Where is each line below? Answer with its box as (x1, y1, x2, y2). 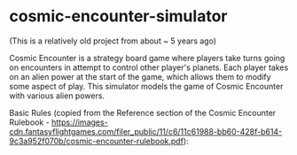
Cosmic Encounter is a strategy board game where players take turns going (9, 52, 285, 63)
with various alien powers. (9, 90, 105, 101)
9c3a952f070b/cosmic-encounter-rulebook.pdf (9, 136, 184, 146)
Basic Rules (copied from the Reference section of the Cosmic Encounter (9, 107, 277, 118)
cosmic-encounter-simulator (9, 6, 228, 27)
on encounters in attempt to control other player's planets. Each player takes (9, 62, 289, 73)
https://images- (51, 117, 108, 128)
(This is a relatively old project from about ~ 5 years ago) (9, 35, 217, 46)
